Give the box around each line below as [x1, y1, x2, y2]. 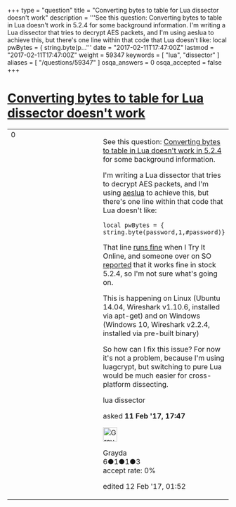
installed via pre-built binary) [103, 328, 199, 338]
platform [103, 379, 131, 389]
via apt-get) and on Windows [103, 311, 200, 321]
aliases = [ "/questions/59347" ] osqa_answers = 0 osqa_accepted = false [7, 58, 223, 66]
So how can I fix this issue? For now [103, 344, 221, 354]
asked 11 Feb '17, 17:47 [103, 411, 186, 421]
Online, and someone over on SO [103, 251, 212, 261]
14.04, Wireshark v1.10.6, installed [103, 302, 220, 312]
